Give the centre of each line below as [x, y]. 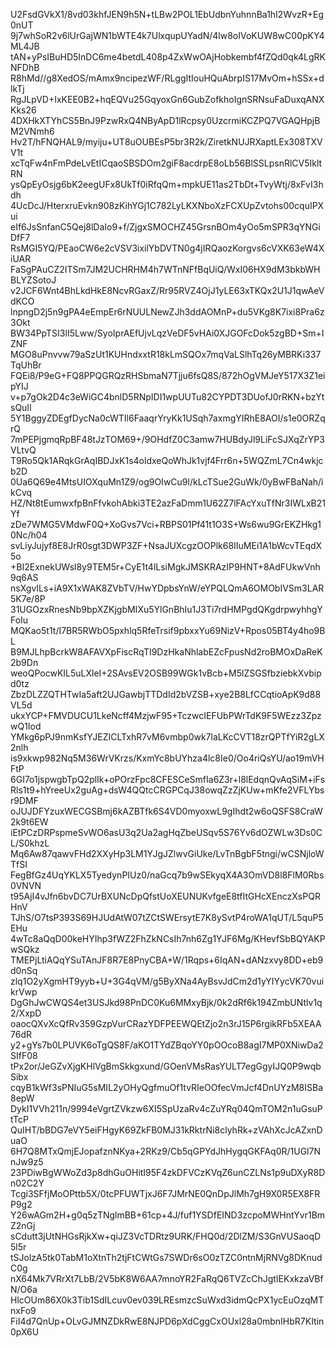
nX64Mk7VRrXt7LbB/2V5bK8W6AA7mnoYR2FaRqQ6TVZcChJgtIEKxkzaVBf [167, 1278]
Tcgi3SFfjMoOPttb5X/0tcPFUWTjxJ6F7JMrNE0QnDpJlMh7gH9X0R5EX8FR [165, 1193]
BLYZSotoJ [33, 280]
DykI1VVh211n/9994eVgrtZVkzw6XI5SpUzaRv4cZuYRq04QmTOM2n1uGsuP [166, 1108]
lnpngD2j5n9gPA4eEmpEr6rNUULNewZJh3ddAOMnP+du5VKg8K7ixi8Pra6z [167, 312]
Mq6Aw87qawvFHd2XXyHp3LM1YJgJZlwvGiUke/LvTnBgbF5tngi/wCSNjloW [167, 853]
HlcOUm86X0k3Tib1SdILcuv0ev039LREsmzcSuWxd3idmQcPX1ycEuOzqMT [167, 1300]
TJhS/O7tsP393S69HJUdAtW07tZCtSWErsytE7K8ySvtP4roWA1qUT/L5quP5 [167, 917]
